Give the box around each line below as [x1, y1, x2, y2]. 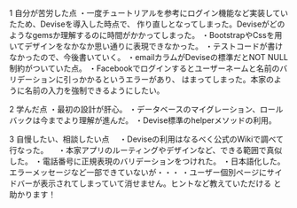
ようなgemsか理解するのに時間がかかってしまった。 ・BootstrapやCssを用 [9, 30, 283, 40]
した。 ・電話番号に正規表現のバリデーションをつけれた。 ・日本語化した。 [9, 156, 285, 166]
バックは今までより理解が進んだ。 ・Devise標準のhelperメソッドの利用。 [9, 115, 277, 126]
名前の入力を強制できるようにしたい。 [24, 85, 165, 96]
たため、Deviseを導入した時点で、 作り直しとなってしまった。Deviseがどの [9, 19, 285, 29]
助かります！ [9, 189, 56, 199]
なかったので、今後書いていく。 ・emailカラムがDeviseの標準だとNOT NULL [9, 52, 289, 62]
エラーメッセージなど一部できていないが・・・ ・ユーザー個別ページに [9, 167, 268, 177]
